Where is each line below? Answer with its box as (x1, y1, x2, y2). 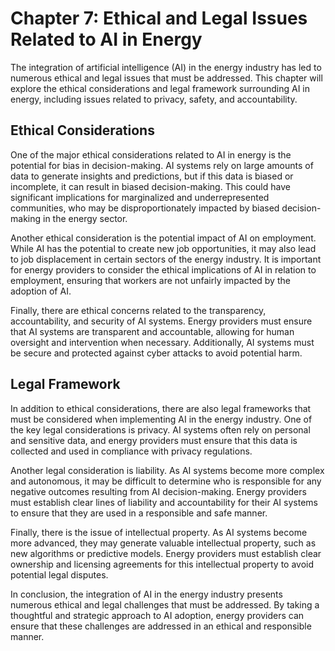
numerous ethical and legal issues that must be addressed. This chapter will (10, 72, 323, 84)
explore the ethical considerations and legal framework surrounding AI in (10, 82, 311, 94)
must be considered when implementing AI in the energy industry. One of (10, 413, 313, 425)
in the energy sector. (42, 212, 128, 224)
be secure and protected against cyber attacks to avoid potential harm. (10, 347, 303, 359)
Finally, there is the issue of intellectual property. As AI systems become (10, 526, 308, 538)
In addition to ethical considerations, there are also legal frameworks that (10, 402, 312, 414)
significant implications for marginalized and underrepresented (10, 191, 270, 203)
